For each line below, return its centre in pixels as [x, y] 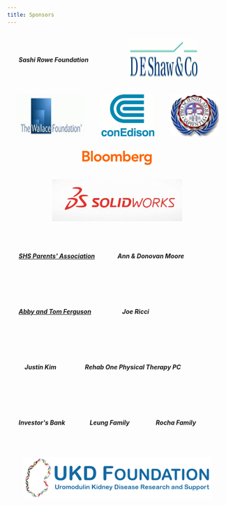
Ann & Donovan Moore [151, 256]
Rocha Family [176, 422]
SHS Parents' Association [57, 256]
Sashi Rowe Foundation [54, 59]
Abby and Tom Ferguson [55, 311]
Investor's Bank [42, 422]
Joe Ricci [136, 311]
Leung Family [110, 422]
